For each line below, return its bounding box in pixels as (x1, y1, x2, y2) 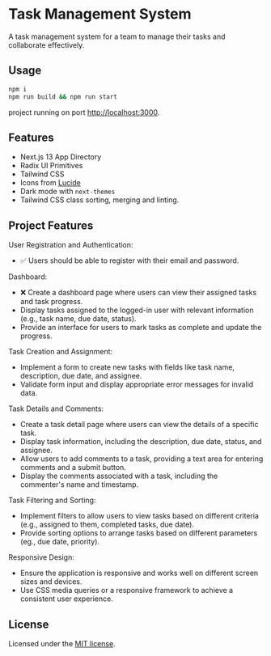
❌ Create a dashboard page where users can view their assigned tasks (19, 288, 257, 298)
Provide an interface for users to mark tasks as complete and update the (19, 323, 262, 332)
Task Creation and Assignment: (8, 347, 113, 357)
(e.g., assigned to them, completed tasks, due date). (19, 519, 194, 530)
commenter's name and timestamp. (19, 480, 139, 489)
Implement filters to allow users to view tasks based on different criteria (19, 511, 259, 521)
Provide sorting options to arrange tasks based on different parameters (19, 528, 258, 538)
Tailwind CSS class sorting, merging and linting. (19, 195, 180, 205)
